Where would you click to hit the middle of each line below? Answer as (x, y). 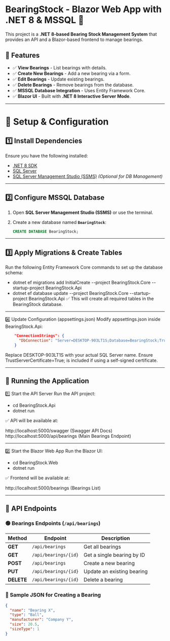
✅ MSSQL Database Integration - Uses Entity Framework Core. (79, 90)
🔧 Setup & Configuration (57, 121)
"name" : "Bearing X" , (33, 610)
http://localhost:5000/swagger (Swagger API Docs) (59, 430)
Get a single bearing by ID (114, 555)
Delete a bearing (103, 580)
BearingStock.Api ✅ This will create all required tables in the (91, 299)
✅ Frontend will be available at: (37, 478)
